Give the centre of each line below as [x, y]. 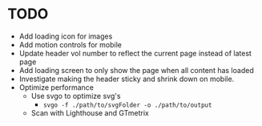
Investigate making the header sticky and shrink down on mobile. [127, 79]
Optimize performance [56, 87]
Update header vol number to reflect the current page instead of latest [135, 53]
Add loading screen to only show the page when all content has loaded [136, 70]
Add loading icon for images [66, 36]
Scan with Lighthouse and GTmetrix [90, 112]
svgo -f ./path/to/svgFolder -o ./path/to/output [127, 105]
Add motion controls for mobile [70, 44]
